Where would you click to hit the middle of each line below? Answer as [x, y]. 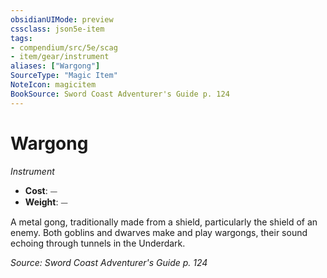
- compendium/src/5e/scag [64, 47]
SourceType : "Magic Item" [64, 76]
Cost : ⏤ [41, 190]
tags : [21, 38]
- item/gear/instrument [60, 57]
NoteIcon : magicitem [53, 85]
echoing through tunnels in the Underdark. [98, 243]
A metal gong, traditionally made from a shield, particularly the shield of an [164, 222]
